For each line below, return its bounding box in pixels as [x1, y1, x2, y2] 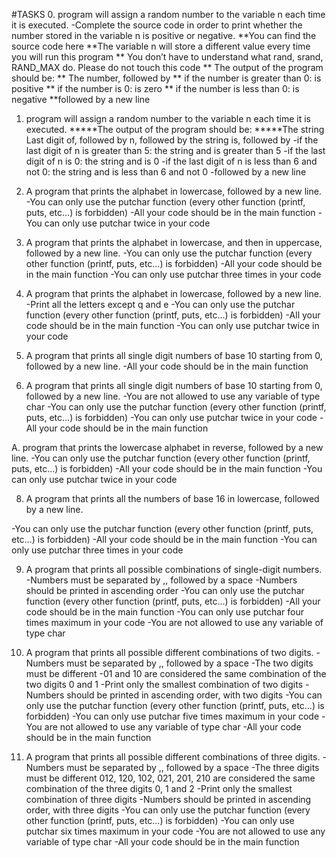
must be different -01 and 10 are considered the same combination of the [25, 668, 327, 679]
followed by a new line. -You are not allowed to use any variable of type [25, 390, 321, 402]
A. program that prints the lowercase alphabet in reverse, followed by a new [11, 442, 324, 453]
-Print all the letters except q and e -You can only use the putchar [25, 299, 296, 310]
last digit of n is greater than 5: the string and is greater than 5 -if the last [25, 145, 326, 156]
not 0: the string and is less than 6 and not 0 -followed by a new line [25, 166, 307, 178]
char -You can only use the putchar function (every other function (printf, [25, 401, 327, 413]
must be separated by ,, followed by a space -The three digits [66, 762, 320, 773]
